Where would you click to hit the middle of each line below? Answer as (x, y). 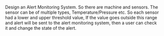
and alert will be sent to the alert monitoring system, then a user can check (81, 23)
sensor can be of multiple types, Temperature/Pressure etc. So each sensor (82, 12)
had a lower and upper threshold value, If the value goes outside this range (81, 18)
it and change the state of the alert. (41, 28)
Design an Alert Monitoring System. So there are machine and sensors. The (82, 7)
